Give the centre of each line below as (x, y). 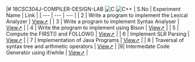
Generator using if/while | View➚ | (47, 52)
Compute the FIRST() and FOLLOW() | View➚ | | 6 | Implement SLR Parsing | (98, 34)
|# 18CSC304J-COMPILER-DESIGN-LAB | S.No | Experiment (93, 9)
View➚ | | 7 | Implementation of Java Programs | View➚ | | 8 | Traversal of (95, 40)
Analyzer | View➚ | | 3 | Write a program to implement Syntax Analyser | (93, 21)
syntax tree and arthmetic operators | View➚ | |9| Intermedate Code (88, 46)
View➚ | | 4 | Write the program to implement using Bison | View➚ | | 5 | (93, 27)
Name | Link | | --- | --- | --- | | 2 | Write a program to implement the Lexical (97, 15)
